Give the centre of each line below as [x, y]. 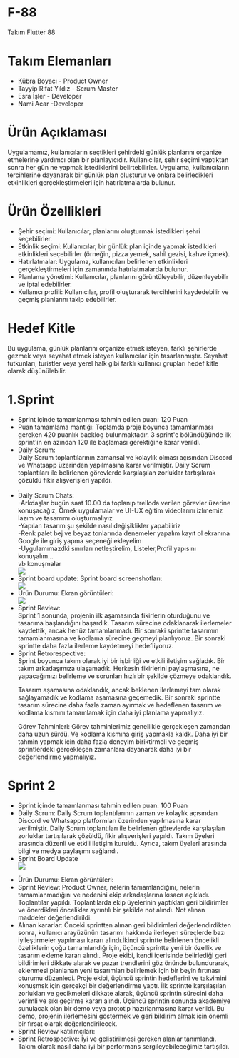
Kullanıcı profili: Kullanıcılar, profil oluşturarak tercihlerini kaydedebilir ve [123, 292]
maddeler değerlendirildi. [55, 917]
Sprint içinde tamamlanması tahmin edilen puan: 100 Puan [103, 805]
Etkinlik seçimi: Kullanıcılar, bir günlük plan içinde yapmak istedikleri [117, 246]
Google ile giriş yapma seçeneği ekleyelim [80, 540]
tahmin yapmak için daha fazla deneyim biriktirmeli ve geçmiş [108, 741]
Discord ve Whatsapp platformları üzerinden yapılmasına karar [109, 820]
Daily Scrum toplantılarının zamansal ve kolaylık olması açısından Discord [125, 457]
